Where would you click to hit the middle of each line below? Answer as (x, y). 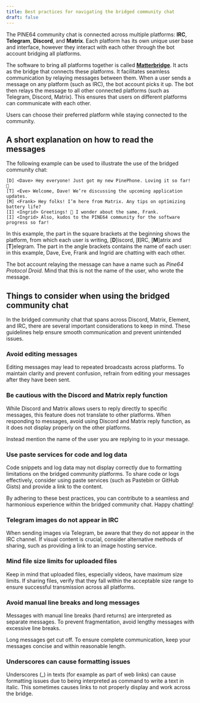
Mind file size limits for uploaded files (62, 561)
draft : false (22, 17)
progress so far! (28, 223)
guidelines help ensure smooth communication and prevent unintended (94, 332)
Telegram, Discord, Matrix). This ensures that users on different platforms (96, 97)
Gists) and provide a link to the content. (55, 487)
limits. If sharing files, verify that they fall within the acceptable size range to (100, 580)
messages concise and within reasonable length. (66, 646)
